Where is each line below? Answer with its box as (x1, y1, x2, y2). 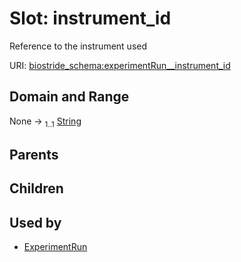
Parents (9, 146, 59, 163)
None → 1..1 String (9, 115, 82, 129)
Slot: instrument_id (9, 7, 172, 30)
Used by (9, 214, 62, 231)
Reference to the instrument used (9, 40, 148, 52)
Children (9, 180, 64, 197)
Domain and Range (9, 88, 130, 106)
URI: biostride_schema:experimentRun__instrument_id (9, 59, 231, 71)
